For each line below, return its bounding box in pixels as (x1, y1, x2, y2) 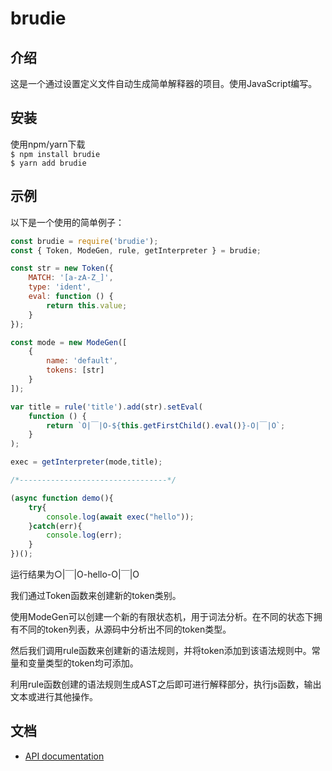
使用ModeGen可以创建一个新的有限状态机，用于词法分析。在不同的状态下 (10, 611, 314, 622)
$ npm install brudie (10, 149, 101, 159)
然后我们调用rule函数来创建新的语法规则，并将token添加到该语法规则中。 (10, 645, 312, 656)
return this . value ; (46, 300, 128, 311)
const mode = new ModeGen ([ (10, 337, 128, 347)
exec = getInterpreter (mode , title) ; (10, 457, 163, 467)
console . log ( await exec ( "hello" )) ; (46, 512, 195, 522)
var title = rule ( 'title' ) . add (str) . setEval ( (10, 402, 203, 412)
